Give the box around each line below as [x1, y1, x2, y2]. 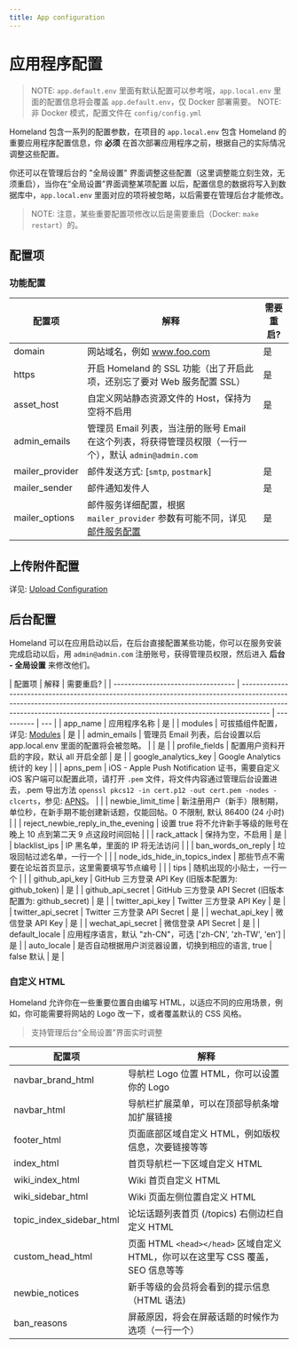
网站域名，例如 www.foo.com [87, 345, 211, 358]
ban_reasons [13, 1317, 68, 1329]
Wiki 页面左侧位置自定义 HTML [128, 1191, 256, 1203]
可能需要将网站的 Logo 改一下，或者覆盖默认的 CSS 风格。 [32, 1009, 247, 1019]
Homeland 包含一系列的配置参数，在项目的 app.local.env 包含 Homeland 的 [9, 126, 286, 137]
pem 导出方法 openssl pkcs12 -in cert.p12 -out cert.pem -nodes [27, 784, 270, 795]
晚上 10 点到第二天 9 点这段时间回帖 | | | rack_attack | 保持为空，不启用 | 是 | [9, 829, 287, 839]
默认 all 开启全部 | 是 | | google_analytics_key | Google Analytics [47, 751, 281, 762]
